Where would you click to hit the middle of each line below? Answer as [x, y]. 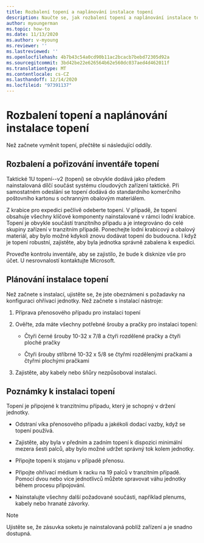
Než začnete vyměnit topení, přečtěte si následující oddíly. [79, 145]
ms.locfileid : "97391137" [39, 86]
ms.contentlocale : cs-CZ [38, 74]
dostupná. [19, 534]
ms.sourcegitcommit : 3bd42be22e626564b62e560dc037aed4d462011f [88, 63]
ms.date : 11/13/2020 [32, 35]
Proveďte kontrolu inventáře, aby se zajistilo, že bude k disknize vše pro [96, 254]
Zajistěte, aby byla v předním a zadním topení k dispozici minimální [98, 442]
